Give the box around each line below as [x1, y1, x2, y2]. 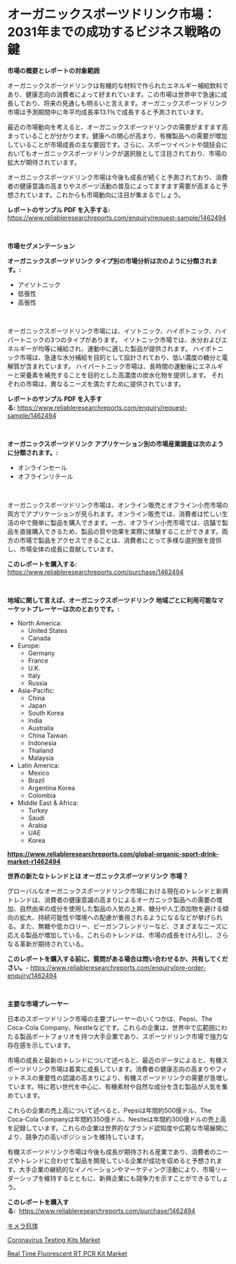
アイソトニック [17, 280, 61, 289]
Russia [27, 678, 48, 687]
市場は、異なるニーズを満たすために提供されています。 [25, 379, 185, 388]
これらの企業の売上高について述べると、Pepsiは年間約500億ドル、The [7, 1106, 212, 1115]
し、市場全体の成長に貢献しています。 [7, 544, 118, 553]
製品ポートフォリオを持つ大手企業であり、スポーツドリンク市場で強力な [19, 1032, 229, 1041]
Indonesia [27, 738, 57, 747]
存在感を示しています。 [7, 1041, 75, 1049]
